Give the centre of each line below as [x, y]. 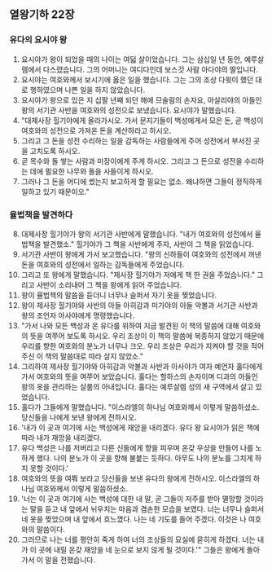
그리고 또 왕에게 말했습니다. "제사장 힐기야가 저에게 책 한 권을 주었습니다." [138, 275]
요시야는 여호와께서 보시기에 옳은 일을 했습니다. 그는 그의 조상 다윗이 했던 [137, 79]
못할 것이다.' [49, 468]
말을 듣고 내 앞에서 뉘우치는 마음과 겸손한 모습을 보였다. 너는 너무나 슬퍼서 [147, 508]
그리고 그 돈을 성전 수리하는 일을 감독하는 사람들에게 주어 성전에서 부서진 [136, 140]
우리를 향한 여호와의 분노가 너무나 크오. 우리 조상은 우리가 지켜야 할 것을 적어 [143, 345]
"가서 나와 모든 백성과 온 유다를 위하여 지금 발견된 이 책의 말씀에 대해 [130, 325]
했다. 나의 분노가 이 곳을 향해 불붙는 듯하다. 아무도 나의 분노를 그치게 [145, 458]
